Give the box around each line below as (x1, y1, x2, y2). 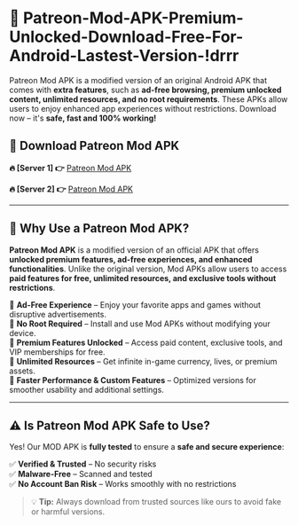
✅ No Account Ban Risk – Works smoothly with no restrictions (9, 479, 237, 490)
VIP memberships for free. (9, 346, 106, 357)
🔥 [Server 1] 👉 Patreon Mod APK (9, 162, 132, 173)
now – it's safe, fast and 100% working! (9, 113, 157, 123)
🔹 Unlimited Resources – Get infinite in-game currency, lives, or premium (9, 356, 278, 366)
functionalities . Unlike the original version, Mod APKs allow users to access (9, 263, 287, 274)
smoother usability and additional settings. (9, 384, 164, 395)
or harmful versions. (30, 506, 105, 517)
